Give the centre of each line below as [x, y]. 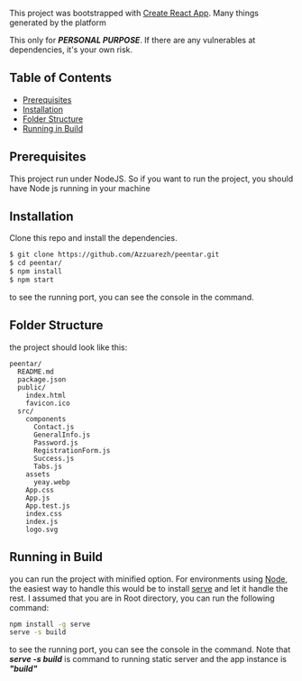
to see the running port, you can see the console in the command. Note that [150, 649]
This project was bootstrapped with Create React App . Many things [134, 13]
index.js [42, 521]
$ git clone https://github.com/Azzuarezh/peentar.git [114, 255]
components [46, 419]
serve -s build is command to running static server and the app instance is [148, 659]
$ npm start [32, 280]
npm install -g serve [50, 624]
